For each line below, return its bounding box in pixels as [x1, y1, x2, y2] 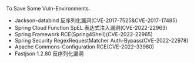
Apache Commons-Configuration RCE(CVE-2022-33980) [14, 43, 155, 50]
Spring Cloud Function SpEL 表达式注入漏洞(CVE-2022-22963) [14, 24, 168, 31]
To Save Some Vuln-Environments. [6, 5, 91, 12]
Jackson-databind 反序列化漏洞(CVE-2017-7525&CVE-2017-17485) [14, 17, 178, 24]
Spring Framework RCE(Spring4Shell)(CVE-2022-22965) [14, 31, 153, 37]
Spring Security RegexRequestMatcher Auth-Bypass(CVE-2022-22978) [14, 37, 189, 44]
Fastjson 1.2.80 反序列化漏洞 [14, 50, 84, 57]
